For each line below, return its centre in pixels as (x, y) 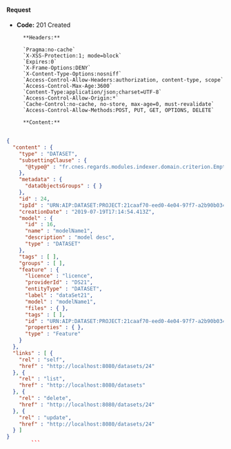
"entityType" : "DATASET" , (63, 289)
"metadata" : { (41, 180)
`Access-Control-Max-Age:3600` (68, 86)
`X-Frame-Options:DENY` (57, 68)
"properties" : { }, (54, 328)
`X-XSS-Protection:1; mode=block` (72, 56)
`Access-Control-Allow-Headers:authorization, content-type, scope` (123, 80)
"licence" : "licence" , (59, 276)
